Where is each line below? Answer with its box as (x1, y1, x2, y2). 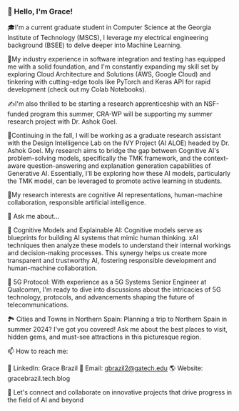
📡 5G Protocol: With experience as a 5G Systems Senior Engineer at (7, 278, 207, 287)
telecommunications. (7, 300, 69, 310)
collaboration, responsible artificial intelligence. (7, 198, 146, 207)
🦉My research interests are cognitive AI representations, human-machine (7, 191, 223, 199)
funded (7, 110, 29, 119)
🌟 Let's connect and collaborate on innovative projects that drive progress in (7, 388, 233, 397)
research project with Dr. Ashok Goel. (7, 117, 118, 126)
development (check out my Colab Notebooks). (7, 85, 147, 94)
